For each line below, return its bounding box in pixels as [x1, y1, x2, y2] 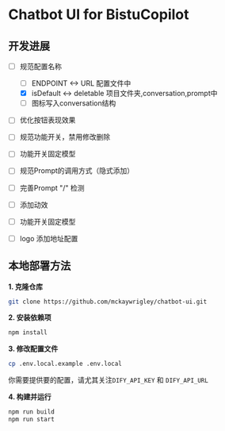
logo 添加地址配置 [19, 233, 78, 243]
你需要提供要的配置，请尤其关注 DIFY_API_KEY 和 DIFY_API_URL [8, 375, 208, 385]
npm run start [8, 415, 55, 424]
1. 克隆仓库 [8, 282, 44, 291]
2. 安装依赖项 [8, 313, 51, 322]
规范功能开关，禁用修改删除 [19, 133, 111, 142]
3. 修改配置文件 [8, 344, 59, 354]
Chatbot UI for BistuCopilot [8, 6, 189, 24]
